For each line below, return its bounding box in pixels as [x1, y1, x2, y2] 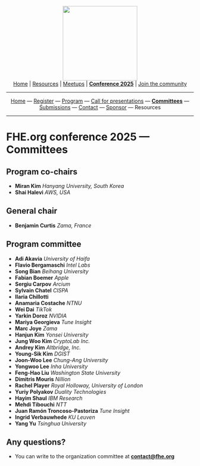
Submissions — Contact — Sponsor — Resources [39, 104, 161, 110]
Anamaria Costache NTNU [14, 299, 82, 307]
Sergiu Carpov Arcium [14, 280, 70, 288]
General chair [6, 206, 58, 216]
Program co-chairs [6, 166, 78, 177]
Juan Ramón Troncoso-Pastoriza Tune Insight [14, 407, 130, 414]
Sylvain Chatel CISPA [14, 286, 68, 294]
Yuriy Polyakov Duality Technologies [14, 388, 107, 395]
